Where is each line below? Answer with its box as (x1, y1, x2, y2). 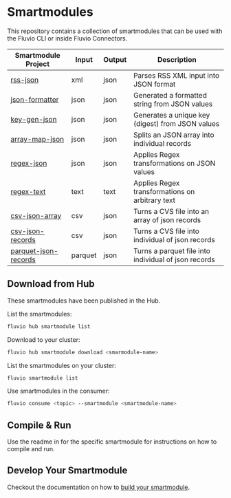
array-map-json (10, 134, 64, 144)
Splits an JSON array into (133, 130, 214, 140)
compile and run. (7, 445, 55, 453)
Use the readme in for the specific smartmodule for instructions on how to (7, 437, 217, 446)
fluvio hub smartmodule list (7, 323, 91, 330)
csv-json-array (10, 210, 62, 220)
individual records (133, 138, 191, 148)
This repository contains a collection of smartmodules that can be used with (7, 27, 223, 35)
